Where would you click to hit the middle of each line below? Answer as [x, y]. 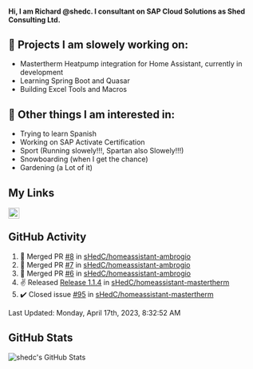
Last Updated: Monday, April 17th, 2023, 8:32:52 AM [95, 312]
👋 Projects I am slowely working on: [99, 44]
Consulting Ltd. [35, 19]
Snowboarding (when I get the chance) [84, 159]
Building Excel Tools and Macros [73, 89]
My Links [31, 193]
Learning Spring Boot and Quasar [75, 81]
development [42, 73]
